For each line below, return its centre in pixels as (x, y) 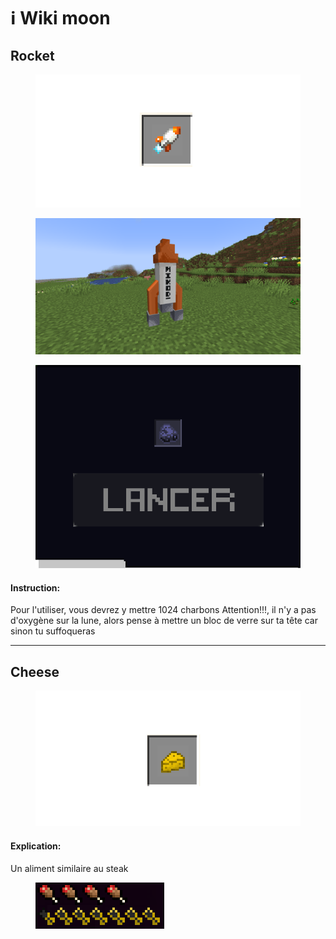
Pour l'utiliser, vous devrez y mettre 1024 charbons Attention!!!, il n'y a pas (163, 610)
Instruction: (35, 587)
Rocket (32, 55)
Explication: (36, 846)
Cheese (35, 671)
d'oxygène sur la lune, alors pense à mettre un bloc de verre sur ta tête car (164, 621)
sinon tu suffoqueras (53, 631)
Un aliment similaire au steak (69, 868)
